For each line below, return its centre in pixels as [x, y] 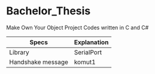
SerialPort [88, 52]
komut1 [85, 62]
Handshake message [39, 62]
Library [19, 52]
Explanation [91, 42]
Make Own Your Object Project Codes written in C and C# [77, 27]
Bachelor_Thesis [48, 11]
